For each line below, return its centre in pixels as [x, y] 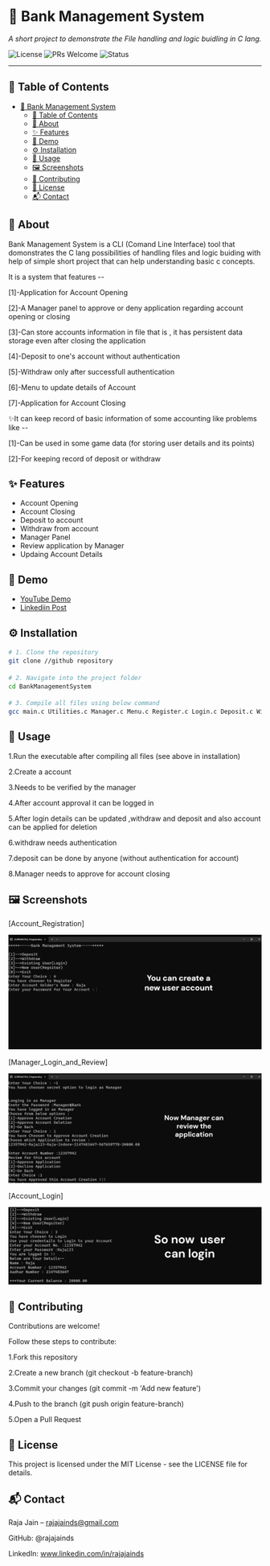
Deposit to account [51, 520]
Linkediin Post [43, 608]
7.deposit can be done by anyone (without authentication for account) [124, 858]
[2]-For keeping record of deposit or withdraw [85, 458]
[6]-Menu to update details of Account [72, 387]
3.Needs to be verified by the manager [72, 787]
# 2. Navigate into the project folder [75, 678]
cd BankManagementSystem [50, 687]
